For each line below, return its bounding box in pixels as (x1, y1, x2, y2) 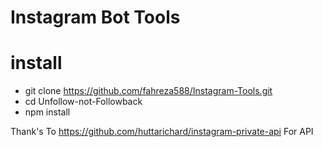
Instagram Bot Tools (10, 6, 181, 29)
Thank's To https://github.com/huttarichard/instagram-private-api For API (10, 126, 314, 138)
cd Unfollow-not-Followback (24, 96, 143, 108)
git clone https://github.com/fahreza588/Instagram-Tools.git (24, 85, 273, 97)
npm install (24, 106, 71, 118)
